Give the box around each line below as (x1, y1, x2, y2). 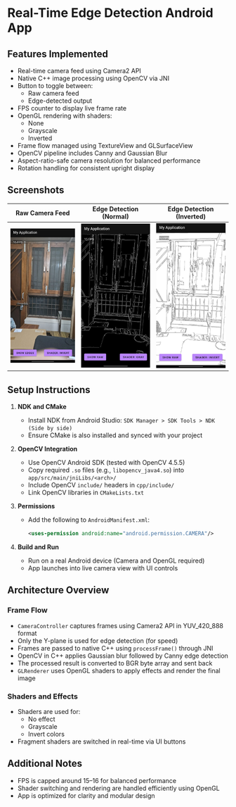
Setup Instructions (7, 384, 91, 396)
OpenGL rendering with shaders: (17, 111, 112, 120)
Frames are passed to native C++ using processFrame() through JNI (17, 644, 214, 652)
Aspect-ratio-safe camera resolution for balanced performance (17, 156, 201, 165)
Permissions (17, 502, 55, 511)
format (17, 629, 37, 637)
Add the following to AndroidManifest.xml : (27, 515, 150, 524)
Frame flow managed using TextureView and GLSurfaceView (17, 142, 193, 149)
